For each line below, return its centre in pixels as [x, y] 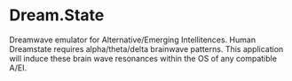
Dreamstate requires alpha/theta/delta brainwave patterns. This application [146, 48]
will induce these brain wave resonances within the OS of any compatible [143, 58]
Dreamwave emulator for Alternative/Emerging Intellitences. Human [132, 40]
